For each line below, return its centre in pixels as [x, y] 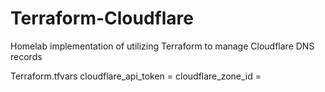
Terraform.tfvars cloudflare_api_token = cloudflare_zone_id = [136, 76]
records [26, 56]
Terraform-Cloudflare [102, 18]
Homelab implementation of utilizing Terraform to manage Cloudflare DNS [162, 46]
